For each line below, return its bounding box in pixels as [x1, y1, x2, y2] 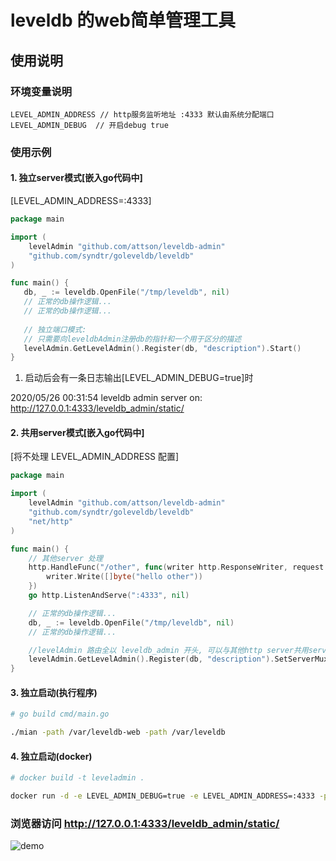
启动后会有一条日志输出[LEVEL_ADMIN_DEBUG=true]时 [24, 372, 254, 384]
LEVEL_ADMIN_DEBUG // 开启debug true [10, 120, 169, 130]
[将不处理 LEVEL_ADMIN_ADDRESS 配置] [10, 451, 180, 463]
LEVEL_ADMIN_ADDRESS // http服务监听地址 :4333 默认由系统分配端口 [10, 109, 275, 120]
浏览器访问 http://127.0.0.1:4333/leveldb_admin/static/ [10, 817, 280, 831]
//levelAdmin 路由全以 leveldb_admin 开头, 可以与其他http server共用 [28, 645, 309, 655]
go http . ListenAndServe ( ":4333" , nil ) [28, 591, 190, 601]
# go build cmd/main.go [10, 709, 110, 720]
